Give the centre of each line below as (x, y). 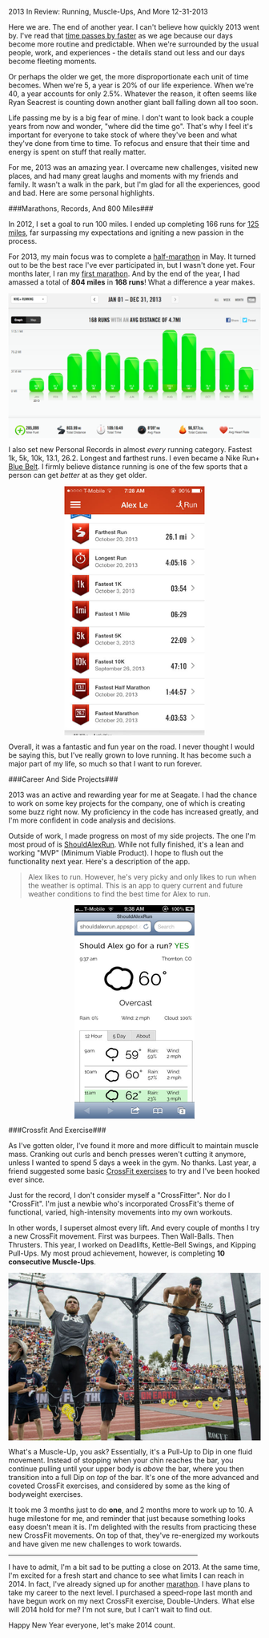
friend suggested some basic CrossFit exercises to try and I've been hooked (134, 1171)
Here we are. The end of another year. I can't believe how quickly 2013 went (134, 27)
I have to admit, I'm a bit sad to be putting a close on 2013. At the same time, (134, 1567)
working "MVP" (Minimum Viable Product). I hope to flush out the (116, 853)
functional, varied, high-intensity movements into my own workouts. (120, 1212)
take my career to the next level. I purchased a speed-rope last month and (130, 1592)
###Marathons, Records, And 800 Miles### (81, 208)
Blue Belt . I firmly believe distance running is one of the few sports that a (128, 467)
